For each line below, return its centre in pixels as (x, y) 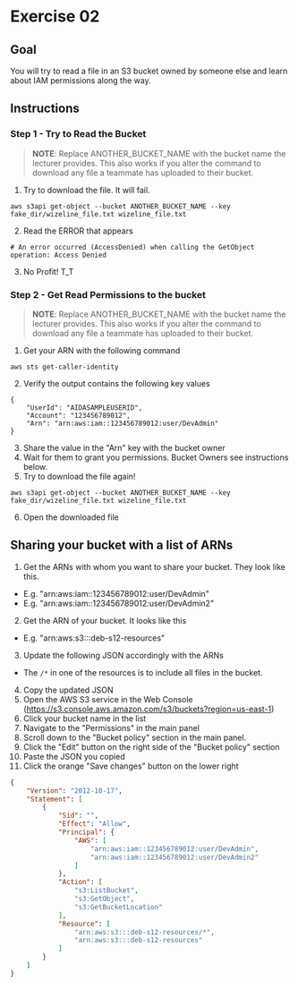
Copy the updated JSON (68, 690)
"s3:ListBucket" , (106, 891)
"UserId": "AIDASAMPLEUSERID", (85, 408)
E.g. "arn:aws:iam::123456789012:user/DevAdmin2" (119, 603)
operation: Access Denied (58, 255)
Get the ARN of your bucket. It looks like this (105, 620)
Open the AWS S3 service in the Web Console (108, 699)
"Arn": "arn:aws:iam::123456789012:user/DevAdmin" (123, 423)
